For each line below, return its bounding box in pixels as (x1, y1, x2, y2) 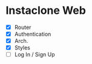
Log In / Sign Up (14, 51, 55, 58)
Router (14, 24, 31, 31)
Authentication (14, 31, 51, 37)
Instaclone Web (5, 4, 86, 18)
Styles (14, 44, 31, 51)
